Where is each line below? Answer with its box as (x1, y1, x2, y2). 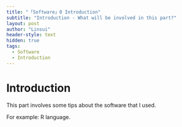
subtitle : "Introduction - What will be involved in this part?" (6, 15, 176, 21)
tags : (6, 44, 20, 50)
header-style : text (6, 32, 56, 38)
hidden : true (6, 37, 40, 44)
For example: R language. (6, 113, 71, 120)
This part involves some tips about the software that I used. (6, 101, 156, 109)
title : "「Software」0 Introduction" (6, 9, 101, 15)
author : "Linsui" (6, 26, 51, 33)
